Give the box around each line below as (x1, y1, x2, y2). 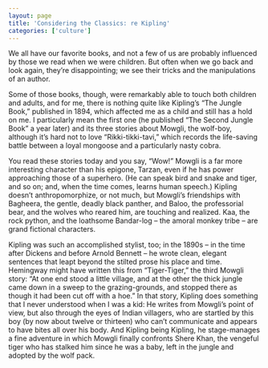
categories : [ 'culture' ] (8, 26, 91, 34)
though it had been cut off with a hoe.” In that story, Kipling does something (8, 291, 258, 301)
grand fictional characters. (8, 224, 96, 234)
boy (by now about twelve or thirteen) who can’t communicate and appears (8, 317, 258, 326)
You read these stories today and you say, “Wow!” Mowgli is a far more (8, 156, 243, 166)
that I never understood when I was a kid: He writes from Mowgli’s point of (8, 300, 254, 309)
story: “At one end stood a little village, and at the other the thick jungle (8, 274, 243, 284)
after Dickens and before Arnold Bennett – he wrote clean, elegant (8, 249, 227, 258)
